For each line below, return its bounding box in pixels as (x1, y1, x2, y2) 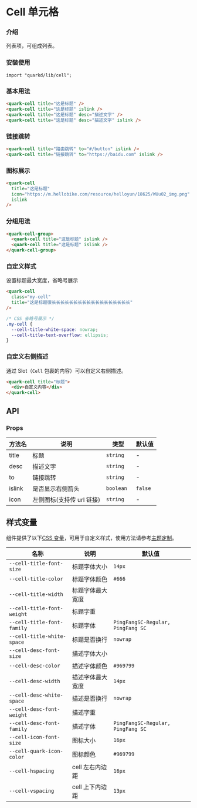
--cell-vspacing (9, 787, 55, 794)
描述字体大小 (72, 649, 108, 657)
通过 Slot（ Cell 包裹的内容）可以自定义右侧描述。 (6, 367, 127, 374)
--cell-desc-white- (9, 691, 63, 698)
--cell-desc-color (9, 662, 60, 669)
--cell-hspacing (9, 767, 55, 774)
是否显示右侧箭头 (32, 484, 80, 492)
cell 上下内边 (72, 783, 107, 791)
